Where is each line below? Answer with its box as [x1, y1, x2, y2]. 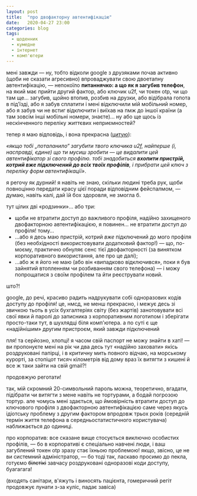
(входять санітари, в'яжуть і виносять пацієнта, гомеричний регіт [6, 477, 172, 484]
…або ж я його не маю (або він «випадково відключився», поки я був [14, 258, 191, 265]
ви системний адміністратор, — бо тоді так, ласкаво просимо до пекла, [6, 453, 188, 460]
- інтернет [11, 47, 38, 53]
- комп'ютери [11, 53, 44, 59]
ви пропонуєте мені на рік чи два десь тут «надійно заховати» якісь [6, 343, 178, 350]
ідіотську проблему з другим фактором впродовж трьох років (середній [6, 410, 189, 417]
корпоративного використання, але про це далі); [14, 252, 138, 259]
